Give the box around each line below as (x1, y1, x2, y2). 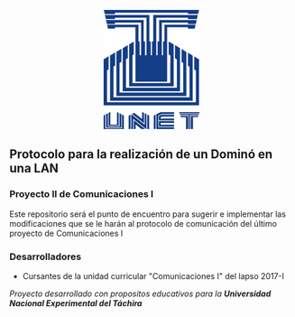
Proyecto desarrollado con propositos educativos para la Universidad (9, 288, 272, 299)
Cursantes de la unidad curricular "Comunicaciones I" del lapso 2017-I (22, 270, 284, 281)
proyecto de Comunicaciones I (9, 228, 124, 238)
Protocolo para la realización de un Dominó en (9, 146, 273, 163)
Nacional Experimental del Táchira (9, 297, 143, 308)
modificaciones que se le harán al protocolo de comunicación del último (9, 218, 278, 228)
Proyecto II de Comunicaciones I (9, 188, 154, 200)
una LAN (9, 161, 59, 176)
